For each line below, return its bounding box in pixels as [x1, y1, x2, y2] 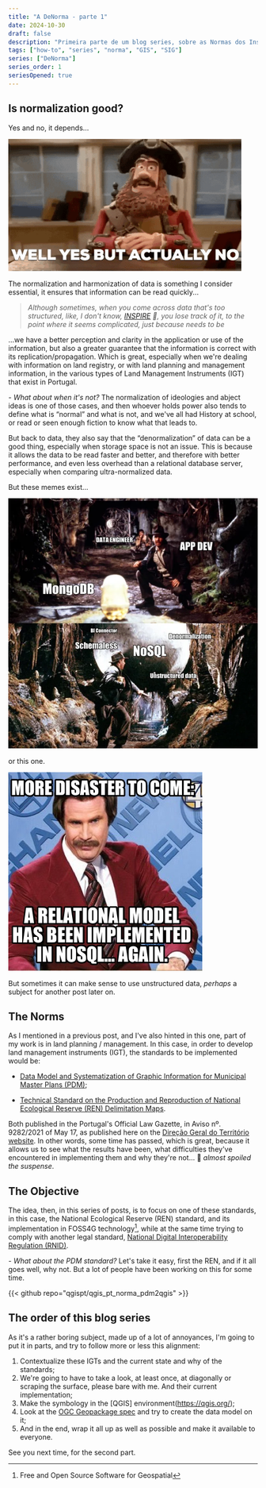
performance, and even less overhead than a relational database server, [8, 458, 243, 468]
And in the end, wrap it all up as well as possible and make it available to [19, 1424, 256, 1433]
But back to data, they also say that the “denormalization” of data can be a [8, 433, 251, 442]
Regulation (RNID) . [8, 1240, 69, 1250]
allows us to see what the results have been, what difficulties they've [8, 1144, 233, 1155]
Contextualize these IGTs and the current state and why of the [19, 1356, 222, 1366]
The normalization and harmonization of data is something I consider [8, 279, 233, 288]
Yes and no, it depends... [8, 123, 89, 133]
